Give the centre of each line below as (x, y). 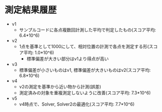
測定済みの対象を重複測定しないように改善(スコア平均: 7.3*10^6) (85, 93)
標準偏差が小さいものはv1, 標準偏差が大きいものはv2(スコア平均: (85, 70)
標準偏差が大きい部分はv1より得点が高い (68, 58)
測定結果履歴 (31, 10)
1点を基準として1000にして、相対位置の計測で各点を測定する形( (84, 46)
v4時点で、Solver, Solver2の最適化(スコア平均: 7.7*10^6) (77, 104)
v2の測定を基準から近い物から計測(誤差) (60, 86)
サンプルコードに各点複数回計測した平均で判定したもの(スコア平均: (88, 29)
